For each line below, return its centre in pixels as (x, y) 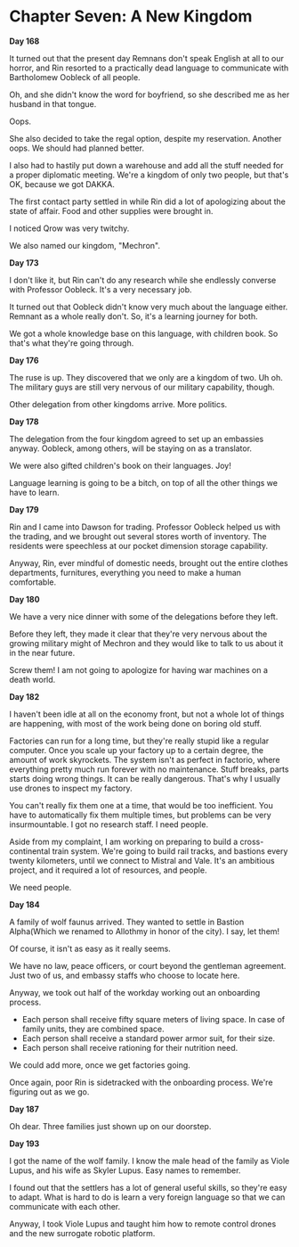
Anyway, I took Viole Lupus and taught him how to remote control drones (143, 1224)
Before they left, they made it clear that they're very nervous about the (138, 634)
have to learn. (34, 492)
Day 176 (24, 360)
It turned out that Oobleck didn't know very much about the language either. (149, 307)
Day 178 (24, 422)
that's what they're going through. (72, 343)
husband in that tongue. (53, 103)
